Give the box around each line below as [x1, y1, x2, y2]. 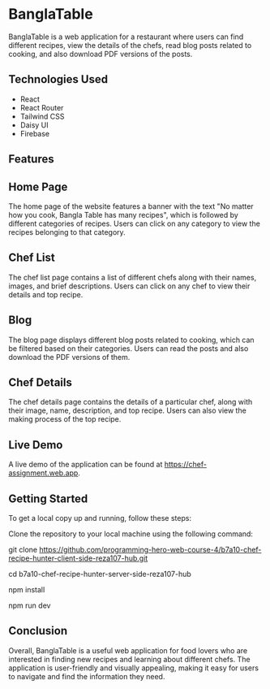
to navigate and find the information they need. [8, 671, 165, 681]
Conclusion [8, 624, 68, 638]
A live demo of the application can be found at [8, 460, 163, 470]
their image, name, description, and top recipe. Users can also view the [8, 405, 247, 415]
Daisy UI [19, 119, 49, 130]
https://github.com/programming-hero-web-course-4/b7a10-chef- [39, 545, 262, 555]
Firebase [19, 128, 50, 138]
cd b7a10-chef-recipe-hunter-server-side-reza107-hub [8, 570, 192, 579]
